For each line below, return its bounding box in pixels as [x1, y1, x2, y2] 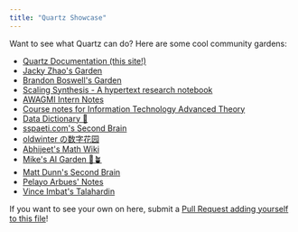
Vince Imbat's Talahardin [22, 186, 116, 197]
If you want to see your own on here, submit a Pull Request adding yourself [9, 203, 289, 214]
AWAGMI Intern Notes [22, 94, 104, 105]
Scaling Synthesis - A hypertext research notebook [22, 84, 213, 95]
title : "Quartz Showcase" [9, 13, 107, 23]
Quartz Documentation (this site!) [22, 55, 147, 66]
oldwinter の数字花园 [22, 133, 100, 144]
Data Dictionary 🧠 [22, 113, 88, 124]
